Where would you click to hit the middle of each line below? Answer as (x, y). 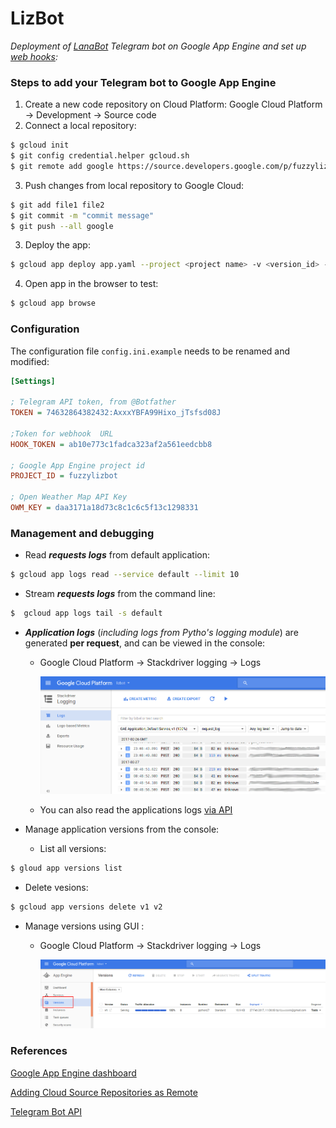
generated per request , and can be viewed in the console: (145, 643)
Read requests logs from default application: (117, 555)
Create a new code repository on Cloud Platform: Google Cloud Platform (173, 104)
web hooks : (34, 56)
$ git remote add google (62, 166)
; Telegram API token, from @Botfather (93, 402)
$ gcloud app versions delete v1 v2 (86, 907)
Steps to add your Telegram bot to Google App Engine (143, 82)
